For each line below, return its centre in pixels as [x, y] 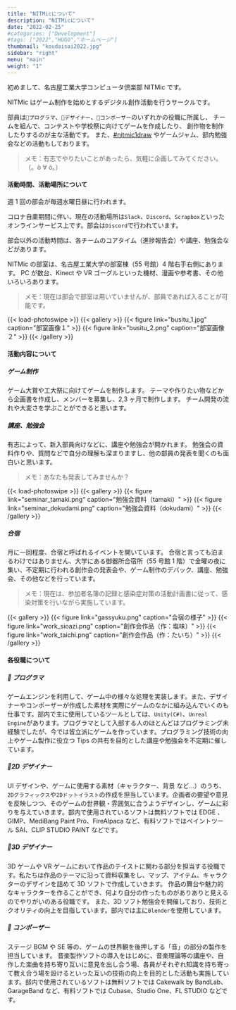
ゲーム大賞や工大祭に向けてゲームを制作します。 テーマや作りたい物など [113, 391]
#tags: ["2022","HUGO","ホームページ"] [62, 40]
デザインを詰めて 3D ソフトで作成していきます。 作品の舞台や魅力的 [125, 883]
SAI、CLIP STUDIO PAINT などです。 [68, 829]
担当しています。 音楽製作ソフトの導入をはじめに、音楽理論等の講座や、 [113, 955]
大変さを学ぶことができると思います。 [75, 408]
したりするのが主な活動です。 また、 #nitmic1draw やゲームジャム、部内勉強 [117, 134]
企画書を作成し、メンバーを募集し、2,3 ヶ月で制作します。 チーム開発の [118, 399]
